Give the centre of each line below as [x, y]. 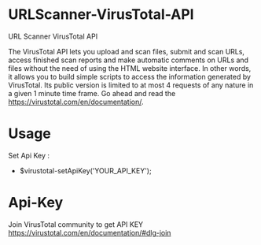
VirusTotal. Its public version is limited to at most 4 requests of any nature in [131, 85]
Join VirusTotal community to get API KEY [76, 224]
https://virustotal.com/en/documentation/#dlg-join [90, 232]
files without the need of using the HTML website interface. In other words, [130, 68]
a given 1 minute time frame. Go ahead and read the [92, 93]
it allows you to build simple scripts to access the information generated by [130, 76]
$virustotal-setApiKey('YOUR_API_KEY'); [85, 170]
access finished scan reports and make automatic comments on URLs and [129, 60]
